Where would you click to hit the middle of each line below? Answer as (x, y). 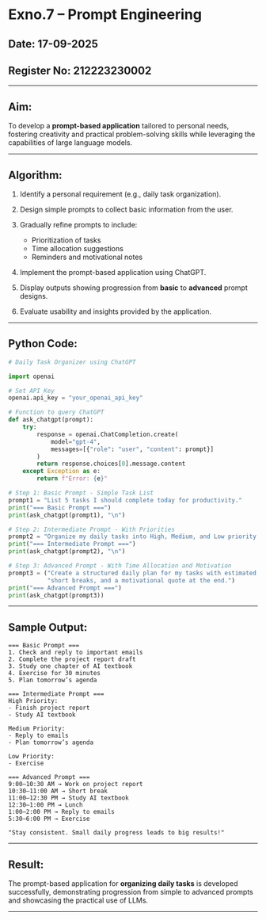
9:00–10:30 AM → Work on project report (76, 784)
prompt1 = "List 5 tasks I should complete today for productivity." (125, 500)
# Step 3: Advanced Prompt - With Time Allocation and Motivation (120, 566)
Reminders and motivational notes (87, 257)
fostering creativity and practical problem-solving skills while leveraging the (132, 134)
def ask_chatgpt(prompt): (51, 420)
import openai (32, 376)
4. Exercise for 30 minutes (55, 674)
